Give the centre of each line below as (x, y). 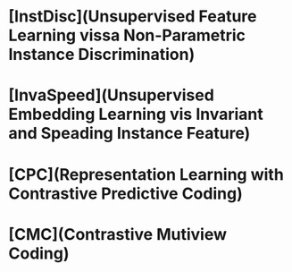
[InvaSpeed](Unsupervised (112, 95)
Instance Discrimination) (102, 55)
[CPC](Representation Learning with (146, 174)
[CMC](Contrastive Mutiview (117, 234)
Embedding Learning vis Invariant (136, 115)
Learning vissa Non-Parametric (127, 35)
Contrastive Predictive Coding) (125, 193)
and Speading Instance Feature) (129, 134)
